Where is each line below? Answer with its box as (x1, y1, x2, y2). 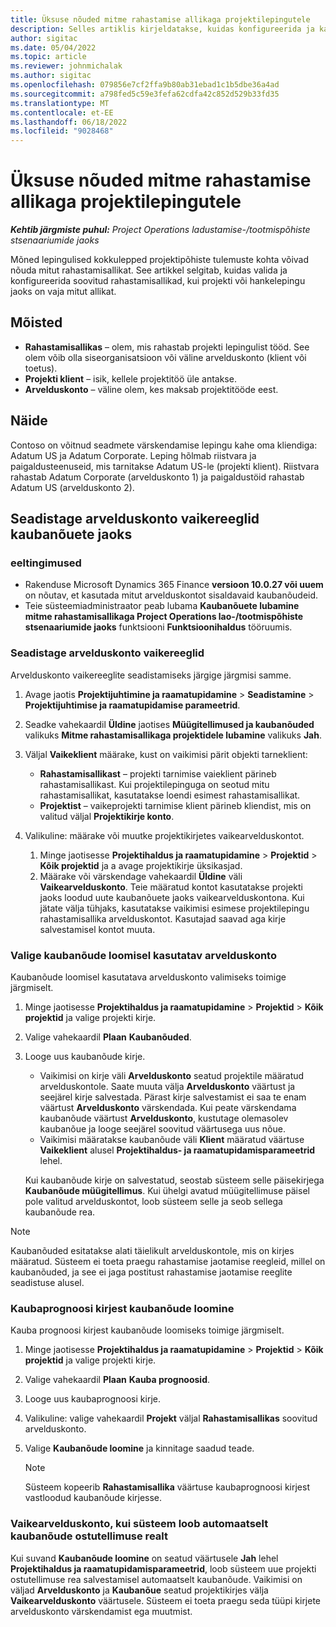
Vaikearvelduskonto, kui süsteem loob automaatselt (10, 1517, 269, 1531)
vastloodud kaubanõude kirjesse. (24, 1492, 163, 1504)
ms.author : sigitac (10, 71, 92, 81)
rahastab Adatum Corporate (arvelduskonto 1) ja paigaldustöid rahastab (10, 471, 305, 483)
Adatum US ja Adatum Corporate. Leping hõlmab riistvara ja (10, 449, 257, 461)
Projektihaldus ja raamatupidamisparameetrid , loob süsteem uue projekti (10, 1562, 317, 1575)
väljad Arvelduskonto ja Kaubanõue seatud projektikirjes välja (10, 1584, 269, 1596)
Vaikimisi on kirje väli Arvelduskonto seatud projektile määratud (39, 1069, 305, 1081)
